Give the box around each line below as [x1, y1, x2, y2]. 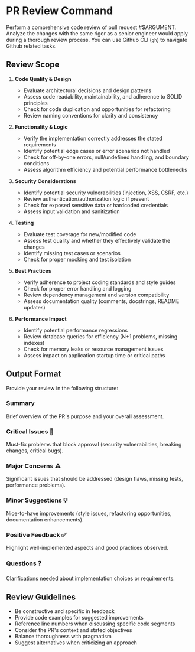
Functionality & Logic [14, 123, 68, 131]
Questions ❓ [6, 559, 42, 568]
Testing [14, 219, 34, 226]
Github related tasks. [6, 43, 57, 50]
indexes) [23, 339, 45, 346]
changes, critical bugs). [6, 447, 64, 454]
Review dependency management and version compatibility [23, 291, 170, 298]
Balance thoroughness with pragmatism [14, 633, 112, 640]
